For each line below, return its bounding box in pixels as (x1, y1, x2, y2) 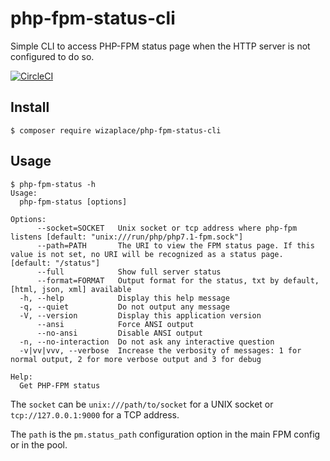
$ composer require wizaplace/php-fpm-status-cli (10, 125, 222, 136)
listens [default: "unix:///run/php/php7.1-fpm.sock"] (10, 232, 244, 242)
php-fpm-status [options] (19, 197, 128, 207)
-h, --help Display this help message (19, 293, 230, 303)
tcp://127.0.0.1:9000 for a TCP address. (10, 408, 180, 421)
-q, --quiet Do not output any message (19, 302, 230, 312)
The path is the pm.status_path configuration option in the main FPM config (10, 428, 321, 440)
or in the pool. (10, 438, 68, 451)
